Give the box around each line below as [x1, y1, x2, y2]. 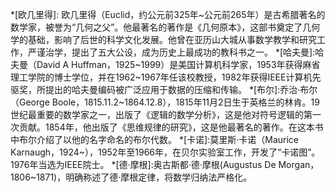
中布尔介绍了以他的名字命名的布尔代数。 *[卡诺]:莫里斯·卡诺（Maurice [10, 134, 299, 145]
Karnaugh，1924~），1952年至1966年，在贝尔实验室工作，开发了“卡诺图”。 [10, 146, 321, 158]
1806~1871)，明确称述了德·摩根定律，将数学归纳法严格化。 [10, 171, 253, 183]
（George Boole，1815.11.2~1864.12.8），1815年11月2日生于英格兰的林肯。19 [10, 96, 320, 108]
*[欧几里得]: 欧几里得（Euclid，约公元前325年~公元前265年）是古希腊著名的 [10, 9, 326, 20]
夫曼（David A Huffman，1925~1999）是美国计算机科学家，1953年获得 [10, 59, 303, 70]
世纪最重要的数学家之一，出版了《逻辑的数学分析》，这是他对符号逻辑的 [10, 109, 304, 120]
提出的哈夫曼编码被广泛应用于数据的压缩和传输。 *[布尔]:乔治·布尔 [44, 84, 318, 95]
